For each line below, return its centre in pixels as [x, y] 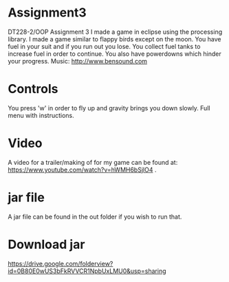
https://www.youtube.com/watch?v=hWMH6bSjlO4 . [82, 170]
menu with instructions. [41, 115]
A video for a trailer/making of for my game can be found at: [93, 162]
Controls [33, 89]
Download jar [46, 244]
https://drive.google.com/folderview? [61, 263]
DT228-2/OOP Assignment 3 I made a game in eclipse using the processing [115, 32]
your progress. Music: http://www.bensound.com [77, 61]
